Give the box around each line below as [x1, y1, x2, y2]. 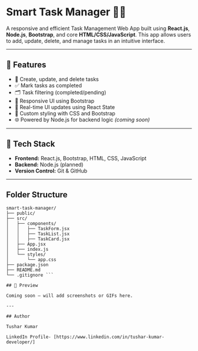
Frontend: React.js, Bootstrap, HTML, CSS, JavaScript [14, 154, 147, 161]
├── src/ [6, 216, 28, 221]
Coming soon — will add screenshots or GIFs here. [6, 293, 133, 299]
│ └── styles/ [6, 251, 46, 258]
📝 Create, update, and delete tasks [14, 75, 99, 82]
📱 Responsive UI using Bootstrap [14, 97, 95, 104]
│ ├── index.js [6, 247, 49, 253]
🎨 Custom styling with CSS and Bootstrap [14, 110, 116, 117]
